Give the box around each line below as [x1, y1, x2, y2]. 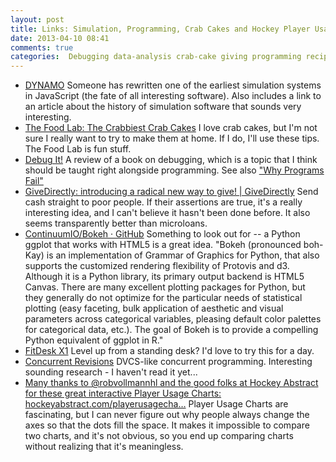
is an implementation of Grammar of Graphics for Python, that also [46, 249, 320, 261]
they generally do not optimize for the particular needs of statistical [24, 292, 303, 304]
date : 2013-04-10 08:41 [10, 33, 110, 43]
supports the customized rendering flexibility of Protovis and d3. [24, 260, 290, 272]
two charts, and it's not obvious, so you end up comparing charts [24, 430, 294, 442]
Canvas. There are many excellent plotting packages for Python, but [24, 281, 306, 293]
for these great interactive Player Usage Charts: [24, 387, 222, 400]
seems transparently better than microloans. [24, 217, 208, 230]
